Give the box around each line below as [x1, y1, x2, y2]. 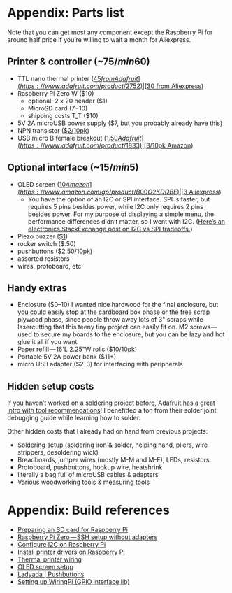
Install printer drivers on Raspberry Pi [17, 548, 125, 557]
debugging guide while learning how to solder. [7, 414, 141, 422]
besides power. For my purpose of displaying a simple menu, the [27, 210, 215, 218]
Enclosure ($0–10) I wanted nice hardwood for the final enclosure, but [17, 301, 219, 309]
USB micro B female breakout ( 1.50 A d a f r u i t [17, 134, 142, 142]
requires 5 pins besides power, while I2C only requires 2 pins [27, 202, 204, 210]
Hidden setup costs [7, 380, 94, 392]
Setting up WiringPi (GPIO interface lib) [17, 578, 131, 586]
